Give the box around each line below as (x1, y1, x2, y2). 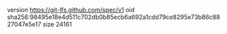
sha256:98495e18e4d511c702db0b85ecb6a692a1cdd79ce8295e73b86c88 (7, 13, 221, 21)
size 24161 (43, 20, 72, 28)
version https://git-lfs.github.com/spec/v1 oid (7, 6, 135, 14)
